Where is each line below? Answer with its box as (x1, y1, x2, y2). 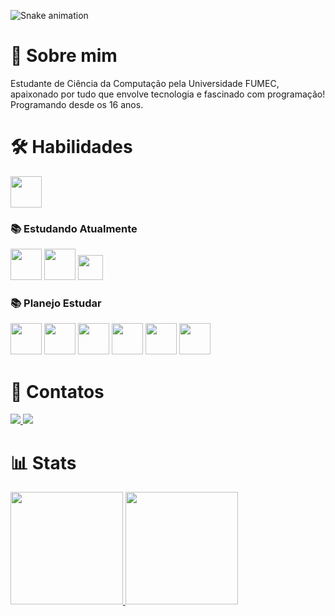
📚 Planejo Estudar (10, 296, 102, 310)
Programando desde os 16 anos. (10, 98, 144, 110)
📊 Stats (10, 451, 77, 474)
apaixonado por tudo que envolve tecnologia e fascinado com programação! (10, 88, 326, 100)
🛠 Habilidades (10, 136, 133, 159)
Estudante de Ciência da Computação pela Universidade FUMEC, (10, 77, 280, 89)
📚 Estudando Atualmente (10, 221, 138, 235)
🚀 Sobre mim (10, 45, 118, 67)
